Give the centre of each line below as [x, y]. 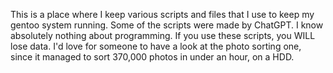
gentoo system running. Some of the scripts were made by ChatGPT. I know [167, 25]
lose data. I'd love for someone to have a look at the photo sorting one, [156, 46]
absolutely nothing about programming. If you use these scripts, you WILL [163, 35]
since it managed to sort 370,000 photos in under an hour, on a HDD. [152, 57]
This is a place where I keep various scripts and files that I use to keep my [162, 14]
